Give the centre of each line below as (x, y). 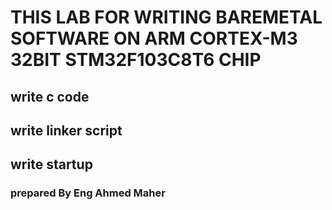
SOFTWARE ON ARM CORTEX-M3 (154, 38)
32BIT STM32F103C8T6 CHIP (136, 60)
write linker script (66, 130)
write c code (50, 96)
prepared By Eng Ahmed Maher (88, 193)
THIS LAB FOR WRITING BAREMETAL (166, 17)
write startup (51, 164)
